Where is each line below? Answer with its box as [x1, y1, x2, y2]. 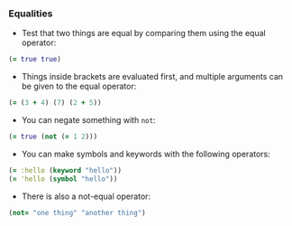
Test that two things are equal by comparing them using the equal [21, 28, 267, 39]
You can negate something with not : [21, 115, 156, 126]
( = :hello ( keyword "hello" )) [8, 165, 123, 174]
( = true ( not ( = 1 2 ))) [8, 132, 98, 142]
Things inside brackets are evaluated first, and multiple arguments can [21, 71, 284, 82]
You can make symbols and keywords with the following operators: [21, 148, 271, 159]
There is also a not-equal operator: [21, 191, 151, 202]
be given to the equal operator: [21, 80, 137, 92]
